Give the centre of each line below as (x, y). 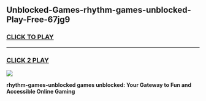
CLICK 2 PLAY (28, 60)
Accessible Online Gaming (41, 91)
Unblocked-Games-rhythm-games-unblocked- (99, 10)
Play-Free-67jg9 (38, 20)
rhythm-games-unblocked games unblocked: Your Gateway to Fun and (99, 84)
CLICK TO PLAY (30, 37)
